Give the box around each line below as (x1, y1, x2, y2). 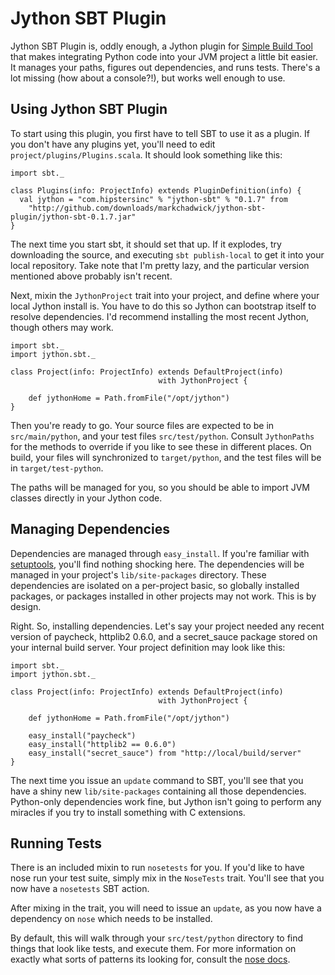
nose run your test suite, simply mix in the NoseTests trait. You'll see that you (10, 872, 325, 884)
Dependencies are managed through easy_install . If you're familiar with (10, 547, 310, 559)
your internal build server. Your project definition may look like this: (10, 641, 286, 653)
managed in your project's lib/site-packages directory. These (10, 568, 267, 581)
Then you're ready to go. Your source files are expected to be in (10, 419, 275, 431)
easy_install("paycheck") (28, 730, 137, 741)
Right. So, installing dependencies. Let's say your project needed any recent (10, 620, 325, 632)
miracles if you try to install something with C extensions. (10, 806, 246, 818)
